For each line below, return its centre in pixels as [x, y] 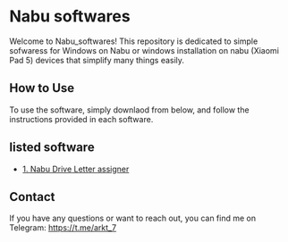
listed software [52, 148]
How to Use [42, 88]
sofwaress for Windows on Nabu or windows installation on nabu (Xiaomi [144, 50]
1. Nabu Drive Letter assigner [76, 169]
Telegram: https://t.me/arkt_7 [63, 228]
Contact [32, 197]
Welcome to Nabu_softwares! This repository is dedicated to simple [134, 41]
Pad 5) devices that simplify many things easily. [97, 60]
